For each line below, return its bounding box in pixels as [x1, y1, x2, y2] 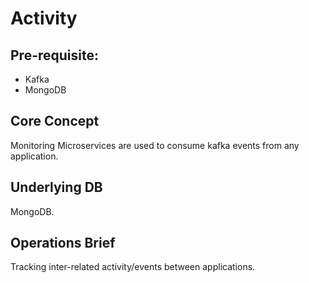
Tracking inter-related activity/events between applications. [10, 261, 256, 273]
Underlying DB [10, 179, 103, 196]
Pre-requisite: [10, 47, 99, 64]
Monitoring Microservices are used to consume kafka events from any [10, 139, 300, 151]
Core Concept [10, 113, 100, 130]
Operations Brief [10, 235, 116, 252]
